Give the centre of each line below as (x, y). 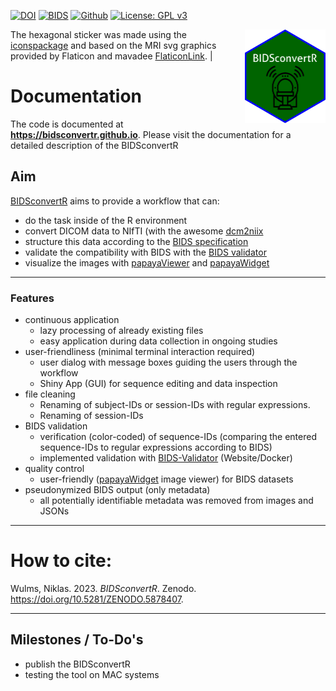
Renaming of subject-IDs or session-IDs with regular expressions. (175, 405)
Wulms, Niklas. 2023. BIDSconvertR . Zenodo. (103, 588)
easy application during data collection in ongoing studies (158, 341)
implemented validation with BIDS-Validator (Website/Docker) (166, 458)
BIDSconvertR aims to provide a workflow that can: (115, 201)
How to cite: (61, 561)
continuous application (72, 320)
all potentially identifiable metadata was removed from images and (176, 501)
